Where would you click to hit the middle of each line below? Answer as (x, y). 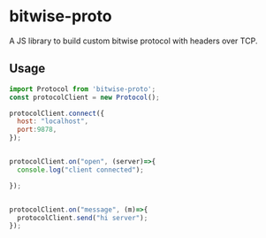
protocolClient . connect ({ (57, 113)
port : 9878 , (37, 130)
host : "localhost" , (53, 121)
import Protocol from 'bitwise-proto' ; (83, 89)
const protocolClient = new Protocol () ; (85, 97)
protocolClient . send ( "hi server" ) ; (83, 218)
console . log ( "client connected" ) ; (80, 170)
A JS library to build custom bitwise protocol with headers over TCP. (133, 41)
